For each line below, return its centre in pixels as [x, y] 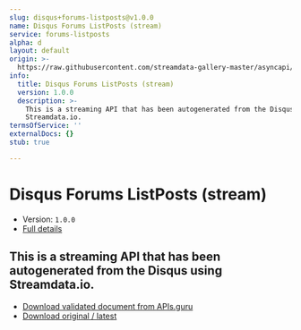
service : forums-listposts [60, 34]
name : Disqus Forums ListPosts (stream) [86, 26]
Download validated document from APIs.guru [107, 306]
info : [19, 76]
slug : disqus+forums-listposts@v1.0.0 [82, 17]
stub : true [30, 142]
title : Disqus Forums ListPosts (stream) [96, 84]
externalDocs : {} [42, 134]
